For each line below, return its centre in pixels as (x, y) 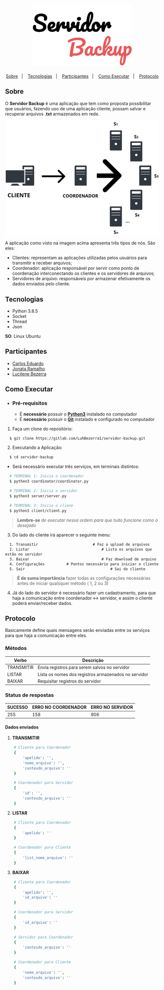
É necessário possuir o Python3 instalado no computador (78, 414)
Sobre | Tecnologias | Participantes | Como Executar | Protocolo (82, 76)
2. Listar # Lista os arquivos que (81, 549)
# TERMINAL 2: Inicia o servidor (44, 491)
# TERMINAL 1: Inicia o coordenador (47, 476)
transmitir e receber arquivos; (42, 263)
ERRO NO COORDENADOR (59, 707)
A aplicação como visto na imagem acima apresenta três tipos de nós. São (80, 243)
